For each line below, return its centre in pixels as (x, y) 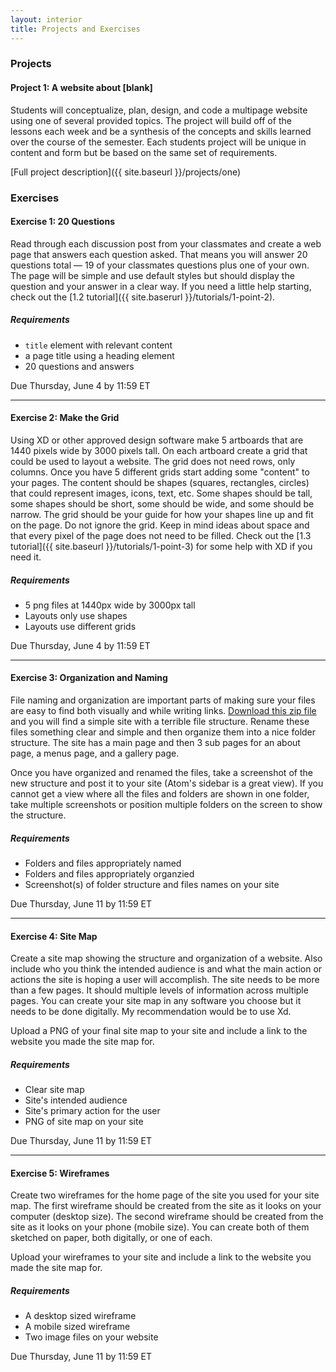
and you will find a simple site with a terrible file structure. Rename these (160, 722)
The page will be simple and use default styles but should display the (152, 275)
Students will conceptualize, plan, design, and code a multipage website (159, 110)
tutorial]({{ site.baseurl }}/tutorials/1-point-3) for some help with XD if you (161, 546)
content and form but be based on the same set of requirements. (144, 152)
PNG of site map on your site (84, 1122)
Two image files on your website (91, 1337)
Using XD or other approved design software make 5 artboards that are (157, 440)
